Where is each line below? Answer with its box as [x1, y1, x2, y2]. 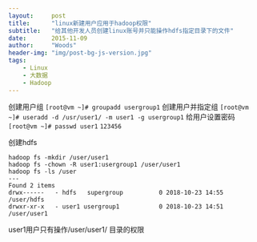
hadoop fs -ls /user [8, 167, 78, 175]
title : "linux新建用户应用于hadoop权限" [8, 19, 152, 27]
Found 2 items [8, 181, 56, 189]
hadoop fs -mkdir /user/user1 [8, 153, 110, 161]
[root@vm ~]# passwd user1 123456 [8, 122, 122, 131]
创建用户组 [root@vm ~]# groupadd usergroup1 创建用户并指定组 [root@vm [8, 102, 250, 111]
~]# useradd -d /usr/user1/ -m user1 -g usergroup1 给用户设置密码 [8, 111, 235, 121]
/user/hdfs [8, 196, 45, 204]
